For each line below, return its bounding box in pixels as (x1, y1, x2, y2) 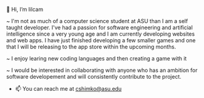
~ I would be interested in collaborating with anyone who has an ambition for (6, 67, 198, 74)
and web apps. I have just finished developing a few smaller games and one (6, 37, 196, 44)
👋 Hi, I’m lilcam (6, 6, 44, 13)
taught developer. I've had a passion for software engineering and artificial (6, 24, 193, 31)
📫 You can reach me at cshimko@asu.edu (15, 85, 122, 92)
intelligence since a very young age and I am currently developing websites (6, 30, 195, 38)
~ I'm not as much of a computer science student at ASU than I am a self (6, 18, 188, 24)
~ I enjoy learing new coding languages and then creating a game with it (6, 55, 187, 62)
